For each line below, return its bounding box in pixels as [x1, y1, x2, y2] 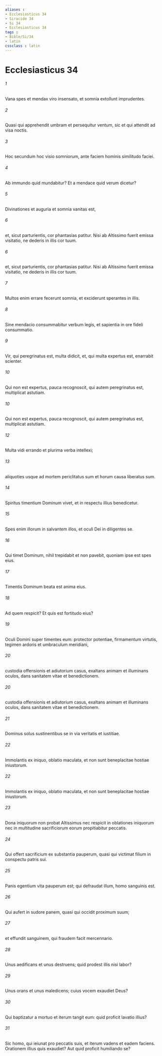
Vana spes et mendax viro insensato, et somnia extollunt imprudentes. [5, 96, 146, 102]
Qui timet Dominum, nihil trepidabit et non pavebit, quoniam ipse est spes [5, 552, 151, 558]
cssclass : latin [5, 43, 40, 48]
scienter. [5, 358, 23, 364]
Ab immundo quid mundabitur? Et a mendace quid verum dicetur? [5, 180, 137, 186]
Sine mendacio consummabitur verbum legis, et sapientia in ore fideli [5, 321, 143, 327]
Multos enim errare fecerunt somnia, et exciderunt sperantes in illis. [5, 295, 140, 301]
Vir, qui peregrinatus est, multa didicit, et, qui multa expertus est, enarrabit [5, 353, 154, 359]
